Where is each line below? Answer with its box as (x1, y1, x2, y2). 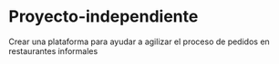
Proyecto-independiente (8, 6, 199, 27)
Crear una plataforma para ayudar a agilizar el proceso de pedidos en (8, 36, 270, 47)
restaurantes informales (8, 45, 98, 56)
